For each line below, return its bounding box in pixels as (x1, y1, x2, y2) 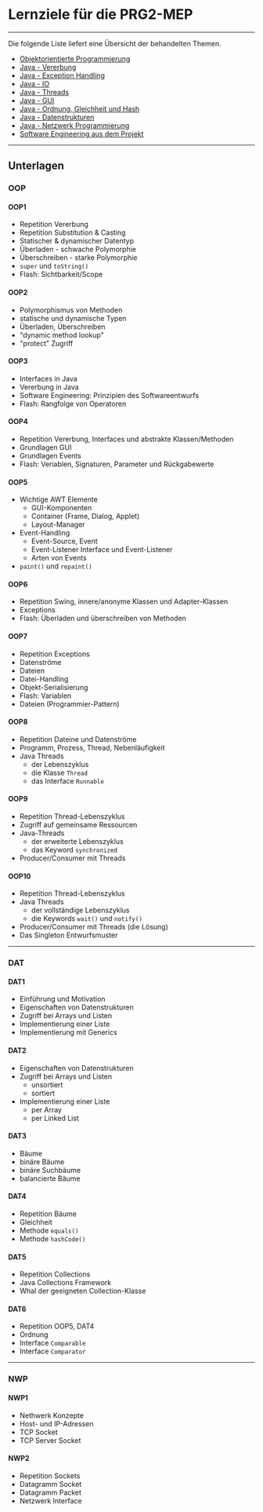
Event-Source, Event (31, 536, 98, 546)
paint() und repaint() (19, 561, 92, 571)
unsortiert (31, 1079, 63, 1089)
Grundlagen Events (19, 451, 82, 461)
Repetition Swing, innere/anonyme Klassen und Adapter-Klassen (19, 597, 229, 606)
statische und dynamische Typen (19, 313, 127, 323)
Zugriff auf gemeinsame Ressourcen (19, 820, 138, 830)
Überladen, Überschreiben (19, 322, 106, 331)
